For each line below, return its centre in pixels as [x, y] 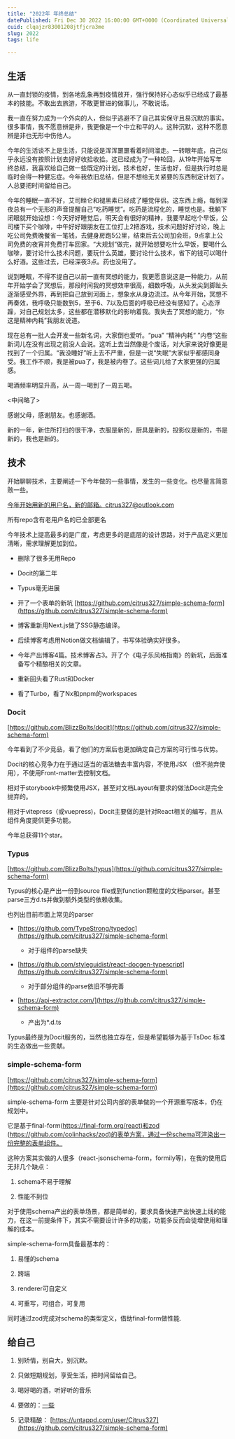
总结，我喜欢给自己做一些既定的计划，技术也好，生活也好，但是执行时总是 [120, 168]
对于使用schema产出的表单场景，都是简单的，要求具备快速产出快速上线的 [114, 1211]
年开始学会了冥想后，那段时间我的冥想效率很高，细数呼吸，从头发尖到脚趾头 [117, 285]
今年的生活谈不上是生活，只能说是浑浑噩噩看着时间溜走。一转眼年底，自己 [114, 150]
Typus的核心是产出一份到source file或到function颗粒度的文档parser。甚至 [114, 891]
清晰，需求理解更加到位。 [44, 543]
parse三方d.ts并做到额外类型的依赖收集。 [67, 900]
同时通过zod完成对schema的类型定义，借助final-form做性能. [94, 1318]
